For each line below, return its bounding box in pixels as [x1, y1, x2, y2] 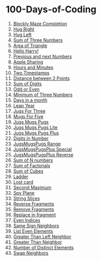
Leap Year [13, 102, 35, 108]
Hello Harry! [13, 48, 39, 54]
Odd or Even [13, 86, 40, 92]
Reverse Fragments [13, 200, 55, 207]
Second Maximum [13, 184, 52, 191]
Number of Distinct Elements [13, 244, 74, 250]
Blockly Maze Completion [13, 21, 67, 27]
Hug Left [13, 31, 32, 38]
